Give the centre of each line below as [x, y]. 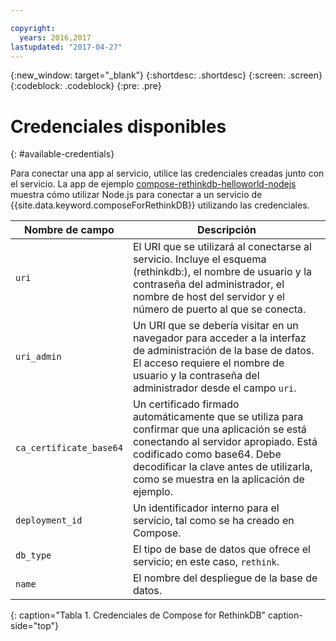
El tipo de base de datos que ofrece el [221, 549]
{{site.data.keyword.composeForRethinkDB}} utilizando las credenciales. [160, 205]
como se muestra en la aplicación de [218, 479]
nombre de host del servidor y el [208, 297]
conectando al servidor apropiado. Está [225, 442]
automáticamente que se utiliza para [218, 417]
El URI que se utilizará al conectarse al [222, 247]
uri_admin [38, 357]
